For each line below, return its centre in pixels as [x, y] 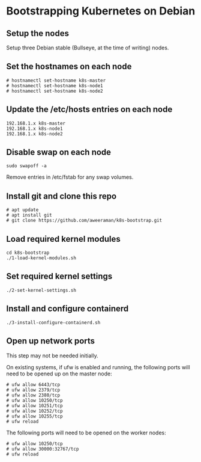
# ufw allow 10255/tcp [34, 416]
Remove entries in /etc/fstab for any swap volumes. [70, 177]
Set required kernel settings [59, 276]
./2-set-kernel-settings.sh [41, 290]
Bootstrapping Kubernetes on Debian [101, 11]
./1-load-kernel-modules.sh [41, 258]
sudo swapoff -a [26, 166]
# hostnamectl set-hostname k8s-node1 [55, 85]
